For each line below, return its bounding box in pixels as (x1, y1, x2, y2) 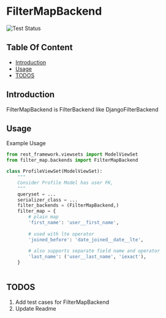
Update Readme (15, 305, 56, 312)
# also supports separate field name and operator (28, 248, 160, 254)
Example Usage (6, 140, 46, 147)
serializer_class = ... (17, 197, 78, 203)
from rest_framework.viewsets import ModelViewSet (6, 151, 138, 157)
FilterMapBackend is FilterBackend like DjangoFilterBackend (6, 105, 159, 113)
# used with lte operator (28, 231, 95, 237)
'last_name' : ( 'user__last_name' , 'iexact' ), (28, 254, 147, 260)
